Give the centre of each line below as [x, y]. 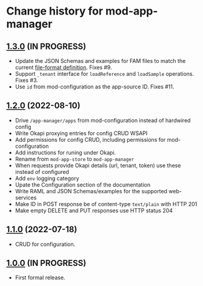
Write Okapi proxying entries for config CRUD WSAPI [81, 133]
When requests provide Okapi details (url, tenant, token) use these [98, 165]
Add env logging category [47, 178]
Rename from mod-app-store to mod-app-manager [75, 159]
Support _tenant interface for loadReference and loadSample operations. [105, 74]
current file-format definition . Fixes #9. [63, 67]
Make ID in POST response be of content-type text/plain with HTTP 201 [106, 204]
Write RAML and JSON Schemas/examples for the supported [91, 191]
